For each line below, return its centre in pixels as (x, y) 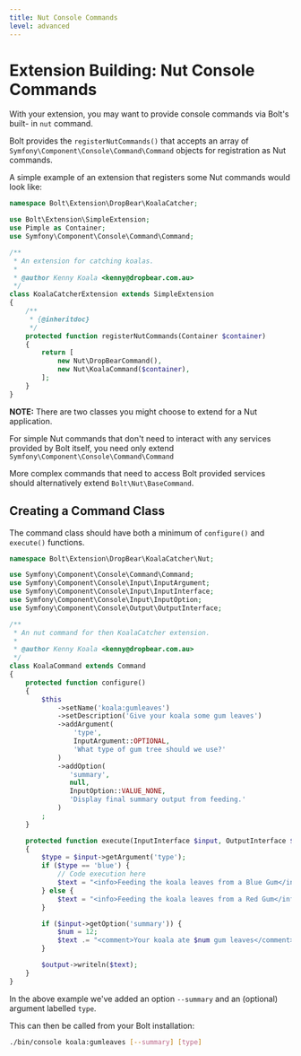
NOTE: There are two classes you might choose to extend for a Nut (133, 411)
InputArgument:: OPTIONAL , (121, 741)
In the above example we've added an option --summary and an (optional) (144, 999)
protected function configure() (86, 683)
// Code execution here (101, 874)
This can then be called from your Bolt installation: (102, 1025)
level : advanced (39, 26)
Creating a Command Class (87, 511)
